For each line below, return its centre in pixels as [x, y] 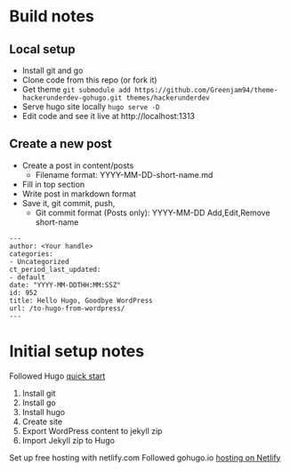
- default [28, 277]
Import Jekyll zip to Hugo [68, 440]
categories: [31, 254]
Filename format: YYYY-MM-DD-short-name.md [124, 174]
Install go [39, 403]
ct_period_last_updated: [55, 269]
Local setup [42, 49]
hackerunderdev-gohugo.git [72, 98]
